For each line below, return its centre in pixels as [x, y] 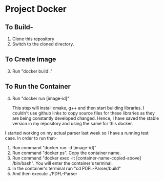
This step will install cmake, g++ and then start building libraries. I [78, 108]
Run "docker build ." [32, 71]
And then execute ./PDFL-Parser [45, 173]
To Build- [19, 27]
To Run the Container [38, 87]
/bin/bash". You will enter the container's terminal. [62, 163]
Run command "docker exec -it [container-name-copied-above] [77, 158]
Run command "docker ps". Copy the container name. [66, 153]
